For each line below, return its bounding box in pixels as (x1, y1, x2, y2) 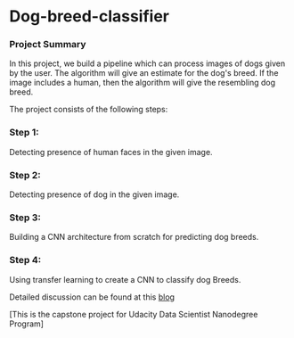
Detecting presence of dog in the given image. (9, 189, 180, 200)
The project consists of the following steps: (9, 104, 168, 115)
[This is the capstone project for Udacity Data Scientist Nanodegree (9, 309, 258, 319)
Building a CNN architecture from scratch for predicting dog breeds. (9, 232, 259, 243)
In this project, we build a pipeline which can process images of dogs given (9, 58, 286, 69)
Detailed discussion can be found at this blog (9, 292, 176, 302)
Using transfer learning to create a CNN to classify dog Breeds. (9, 274, 241, 284)
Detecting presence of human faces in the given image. (9, 146, 213, 157)
